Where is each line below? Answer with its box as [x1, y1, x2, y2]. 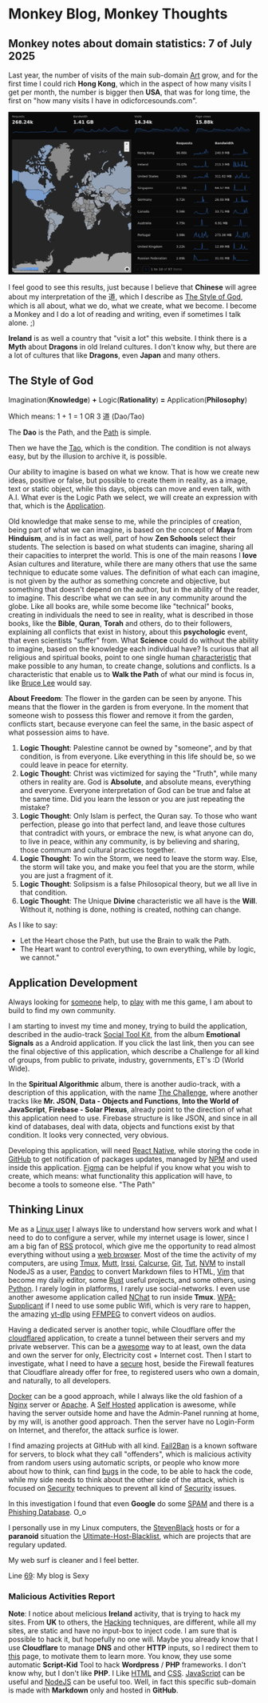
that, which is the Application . [8, 501, 106, 511]
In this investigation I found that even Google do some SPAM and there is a [8, 1498, 254, 1509]
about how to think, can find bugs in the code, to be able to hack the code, [8, 1466, 254, 1476]
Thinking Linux [8, 1203, 84, 1216]
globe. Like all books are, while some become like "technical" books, [8, 602, 234, 611]
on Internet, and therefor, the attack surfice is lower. [8, 1425, 179, 1435]
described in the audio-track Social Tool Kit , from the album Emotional [8, 1029, 241, 1039]
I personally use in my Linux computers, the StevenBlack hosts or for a [8, 1522, 240, 1533]
